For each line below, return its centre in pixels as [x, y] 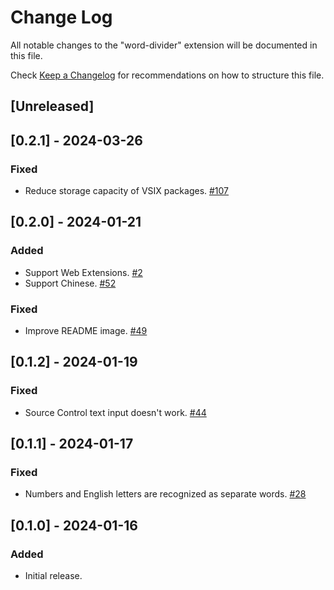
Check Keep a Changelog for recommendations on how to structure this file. [167, 75]
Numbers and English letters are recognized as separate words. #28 [165, 494]
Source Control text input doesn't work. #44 [115, 412]
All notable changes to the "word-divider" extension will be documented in [164, 45]
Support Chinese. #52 [70, 283]
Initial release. [53, 576]
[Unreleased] [52, 106]
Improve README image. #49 [86, 330]
